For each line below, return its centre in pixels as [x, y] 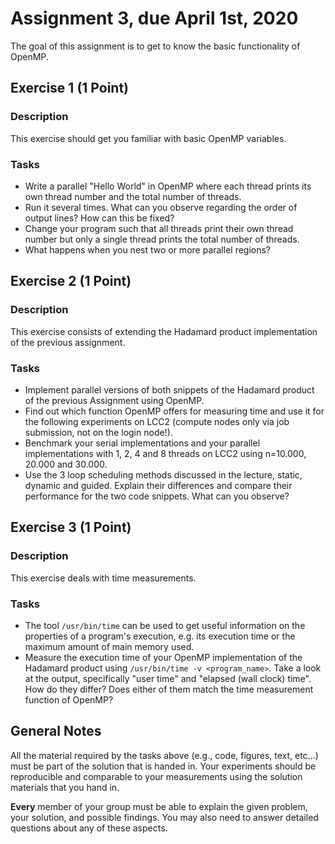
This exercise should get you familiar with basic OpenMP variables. [148, 138]
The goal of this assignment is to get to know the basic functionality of [155, 46]
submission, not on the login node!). [98, 432]
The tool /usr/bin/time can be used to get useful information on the [165, 625]
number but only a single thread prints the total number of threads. [162, 239]
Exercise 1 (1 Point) [70, 88]
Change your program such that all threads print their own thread [159, 228]
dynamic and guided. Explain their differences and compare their [158, 485]
